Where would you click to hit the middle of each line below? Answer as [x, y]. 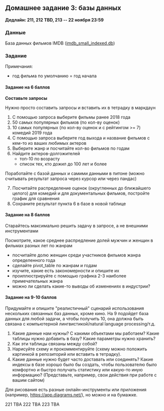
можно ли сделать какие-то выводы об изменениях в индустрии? [81, 286]
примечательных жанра [37, 281]
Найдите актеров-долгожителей [46, 153]
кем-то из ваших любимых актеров [49, 143]
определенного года [34, 260]
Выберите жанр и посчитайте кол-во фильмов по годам [71, 148]
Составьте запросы [26, 98]
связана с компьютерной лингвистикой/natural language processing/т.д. [80, 324]
